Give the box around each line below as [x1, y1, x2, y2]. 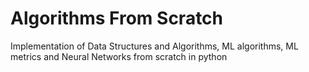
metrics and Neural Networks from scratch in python [10, 50, 228, 62]
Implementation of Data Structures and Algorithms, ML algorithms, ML [10, 40, 299, 52]
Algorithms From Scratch [10, 7, 224, 30]
